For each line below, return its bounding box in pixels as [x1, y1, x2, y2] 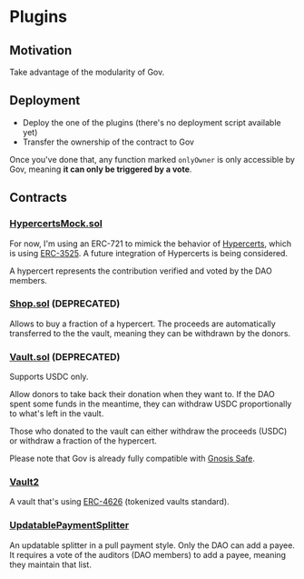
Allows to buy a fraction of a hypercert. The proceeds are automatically [9, 318, 277, 329]
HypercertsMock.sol [9, 217, 103, 230]
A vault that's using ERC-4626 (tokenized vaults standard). [9, 496, 230, 507]
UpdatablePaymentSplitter [9, 519, 130, 532]
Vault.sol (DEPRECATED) [9, 350, 121, 363]
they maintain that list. [9, 559, 93, 570]
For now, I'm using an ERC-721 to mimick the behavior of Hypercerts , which [9, 238, 292, 249]
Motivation [9, 43, 73, 58]
